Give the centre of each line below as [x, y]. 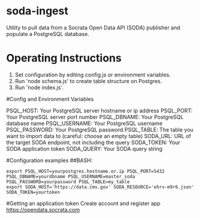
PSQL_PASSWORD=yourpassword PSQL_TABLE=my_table [68, 182]
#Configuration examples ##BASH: [49, 160]
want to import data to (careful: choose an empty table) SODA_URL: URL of [99, 136]
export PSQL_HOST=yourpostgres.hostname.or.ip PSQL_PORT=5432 [85, 171]
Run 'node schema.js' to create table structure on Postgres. [88, 81]
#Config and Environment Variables [50, 99]
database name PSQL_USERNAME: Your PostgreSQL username [85, 123]
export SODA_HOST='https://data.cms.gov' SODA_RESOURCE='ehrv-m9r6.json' [100, 187]
